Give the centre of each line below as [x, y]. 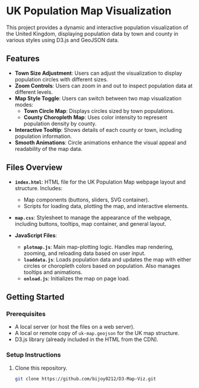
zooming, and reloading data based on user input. [85, 253]
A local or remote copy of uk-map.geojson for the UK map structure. [97, 333]
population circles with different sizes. [61, 79]
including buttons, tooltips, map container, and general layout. [90, 223]
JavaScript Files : [36, 235]
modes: [24, 105]
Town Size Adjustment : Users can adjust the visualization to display [98, 73]
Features [23, 59]
